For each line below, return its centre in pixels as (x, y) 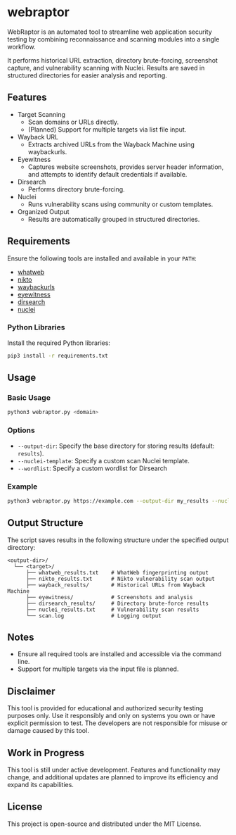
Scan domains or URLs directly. (73, 122)
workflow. (21, 46)
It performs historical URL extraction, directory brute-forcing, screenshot (112, 60)
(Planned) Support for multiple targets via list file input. (107, 129)
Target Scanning (41, 114)
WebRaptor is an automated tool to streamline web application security (110, 32)
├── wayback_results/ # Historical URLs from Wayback (116, 585)
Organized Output (43, 211)
